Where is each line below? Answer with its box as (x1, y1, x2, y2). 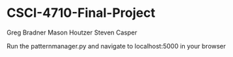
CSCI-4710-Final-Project (6, 5, 156, 21)
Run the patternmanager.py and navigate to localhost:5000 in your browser (6, 42, 226, 50)
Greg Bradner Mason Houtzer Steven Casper (6, 28, 137, 37)
